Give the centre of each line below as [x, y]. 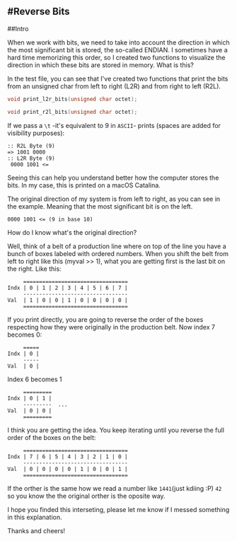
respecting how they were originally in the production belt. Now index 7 [111, 327]
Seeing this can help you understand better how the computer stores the [113, 178]
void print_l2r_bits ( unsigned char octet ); [73, 99]
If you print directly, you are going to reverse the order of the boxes [105, 319]
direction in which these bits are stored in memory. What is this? [101, 65]
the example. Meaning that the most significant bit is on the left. [100, 206]
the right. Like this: [34, 269]
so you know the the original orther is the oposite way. [86, 496]
